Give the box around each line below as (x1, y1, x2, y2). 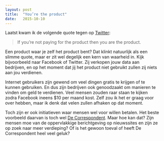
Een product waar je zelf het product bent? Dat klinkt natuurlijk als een (5, 49, 148, 55)
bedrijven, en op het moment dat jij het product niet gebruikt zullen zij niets (5, 64, 158, 70)
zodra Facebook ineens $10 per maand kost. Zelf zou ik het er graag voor (5, 95, 154, 101)
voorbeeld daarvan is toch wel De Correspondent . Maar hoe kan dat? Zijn (5, 115, 154, 121)
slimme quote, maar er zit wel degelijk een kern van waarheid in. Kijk (5, 54, 144, 60)
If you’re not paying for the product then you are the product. (17, 39, 141, 45)
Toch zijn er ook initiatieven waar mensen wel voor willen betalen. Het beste (5, 110, 159, 115)
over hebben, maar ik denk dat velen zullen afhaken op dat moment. (5, 100, 144, 106)
